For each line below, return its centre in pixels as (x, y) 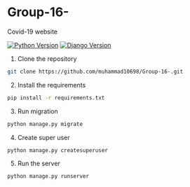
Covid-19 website (33, 32)
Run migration (38, 111)
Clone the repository (47, 58)
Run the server (39, 164)
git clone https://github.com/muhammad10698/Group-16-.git (95, 71)
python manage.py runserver (48, 176)
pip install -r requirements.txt (56, 98)
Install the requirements (52, 85)
